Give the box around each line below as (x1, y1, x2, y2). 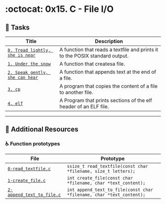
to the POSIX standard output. (59, 52, 129, 59)
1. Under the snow (7, 61, 51, 66)
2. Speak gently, (7, 70, 48, 75)
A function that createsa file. (59, 60, 125, 67)
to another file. (59, 89, 93, 96)
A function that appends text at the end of (59, 68, 157, 75)
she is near (7, 52, 36, 58)
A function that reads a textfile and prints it (59, 46, 158, 53)
